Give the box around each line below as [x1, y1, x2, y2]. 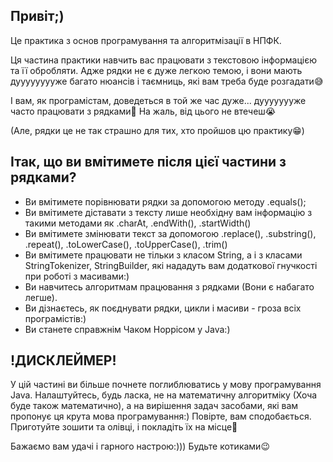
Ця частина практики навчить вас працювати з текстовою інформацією [10, 54, 317, 66]
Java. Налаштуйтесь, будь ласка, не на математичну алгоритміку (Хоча [10, 389, 318, 401]
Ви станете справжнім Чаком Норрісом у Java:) [24, 323, 231, 335]
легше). [24, 291, 58, 303]
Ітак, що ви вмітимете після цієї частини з [10, 154, 287, 171]
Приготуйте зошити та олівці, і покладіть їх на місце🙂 [10, 421, 238, 433]
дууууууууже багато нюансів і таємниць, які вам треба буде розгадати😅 [10, 75, 324, 87]
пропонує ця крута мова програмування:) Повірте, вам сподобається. [10, 410, 312, 423]
